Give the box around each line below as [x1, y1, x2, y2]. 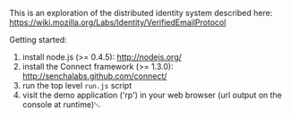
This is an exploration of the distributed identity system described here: [9, 8, 273, 18]
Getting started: [9, 35, 67, 45]
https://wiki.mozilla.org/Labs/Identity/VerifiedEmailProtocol [9, 17, 227, 28]
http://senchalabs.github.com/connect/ [21, 71, 167, 81]
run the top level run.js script [21, 80, 133, 90]
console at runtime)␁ [21, 99, 101, 110]
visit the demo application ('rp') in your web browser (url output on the [21, 89, 282, 100]
